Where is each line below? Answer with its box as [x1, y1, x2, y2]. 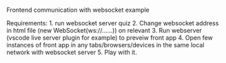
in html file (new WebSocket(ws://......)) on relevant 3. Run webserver [6, 27, 203, 34]
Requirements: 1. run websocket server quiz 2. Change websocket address [6, 19, 219, 27]
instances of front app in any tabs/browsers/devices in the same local [6, 41, 205, 49]
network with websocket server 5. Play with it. [6, 48, 137, 56]
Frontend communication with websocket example [6, 6, 150, 14]
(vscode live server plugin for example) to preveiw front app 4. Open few [6, 34, 213, 42]
